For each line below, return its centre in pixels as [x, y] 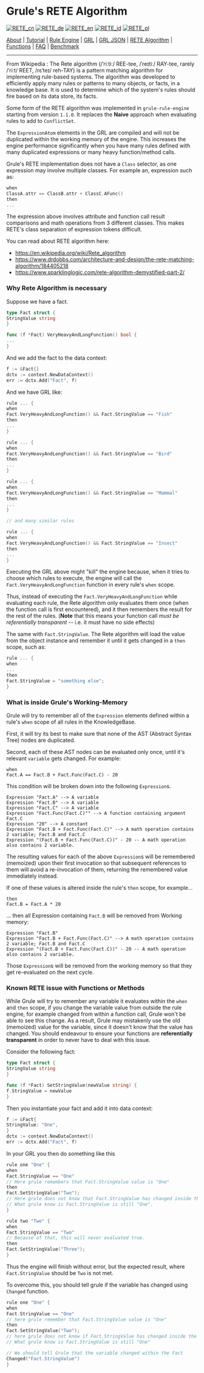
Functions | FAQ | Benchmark [43, 46]
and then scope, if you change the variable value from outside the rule [94, 1008]
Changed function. [28, 1291]
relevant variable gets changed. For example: [64, 758]
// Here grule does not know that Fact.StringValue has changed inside [99, 1199]
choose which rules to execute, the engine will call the [74, 578]
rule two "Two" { [28, 1221]
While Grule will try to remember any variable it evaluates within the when [97, 1001]
